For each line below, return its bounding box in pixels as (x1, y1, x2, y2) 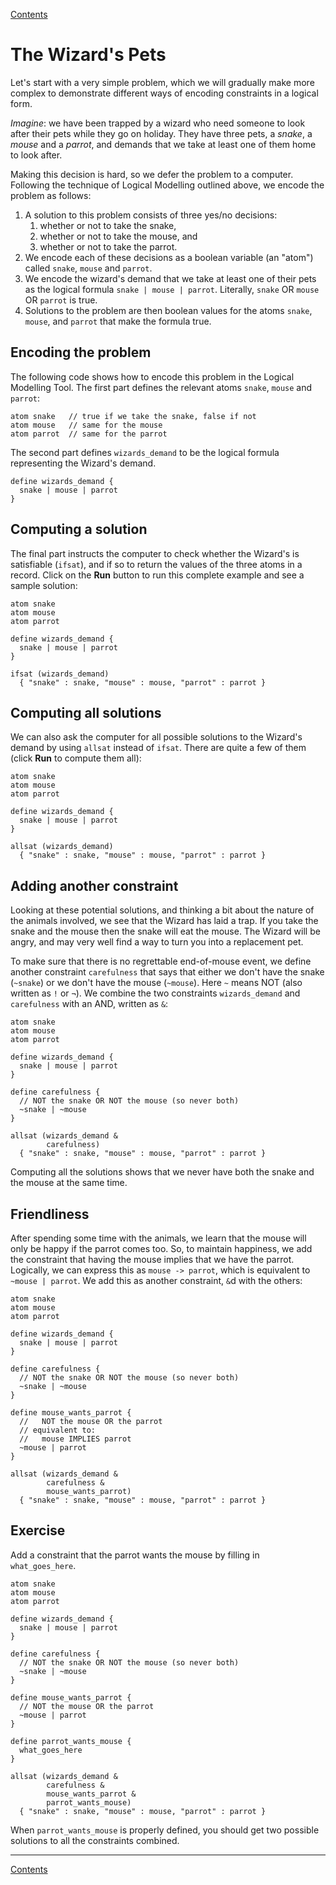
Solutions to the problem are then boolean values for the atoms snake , (24, 304, 313, 316)
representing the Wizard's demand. (10, 457, 157, 469)
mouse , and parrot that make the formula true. (24, 315, 212, 327)
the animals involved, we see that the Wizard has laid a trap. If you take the (10, 915, 319, 927)
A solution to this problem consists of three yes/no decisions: (24, 209, 278, 221)
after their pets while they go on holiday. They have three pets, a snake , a (10, 127, 313, 139)
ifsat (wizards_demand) (10, 669, 110, 679)
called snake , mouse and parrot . (24, 262, 153, 274)
